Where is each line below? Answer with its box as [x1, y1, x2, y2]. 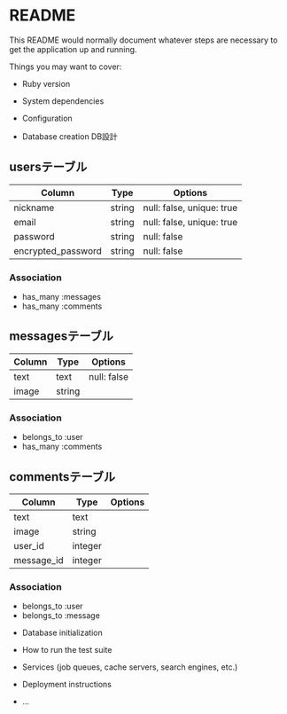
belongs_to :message [21, 610, 100, 621]
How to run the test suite [21, 645, 112, 655]
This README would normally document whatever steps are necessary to [9, 35, 278, 45]
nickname [13, 201, 55, 214]
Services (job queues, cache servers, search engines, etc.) [21, 662, 238, 672]
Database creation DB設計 [21, 130, 118, 142]
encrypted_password [13, 245, 102, 257]
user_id [13, 539, 44, 552]
